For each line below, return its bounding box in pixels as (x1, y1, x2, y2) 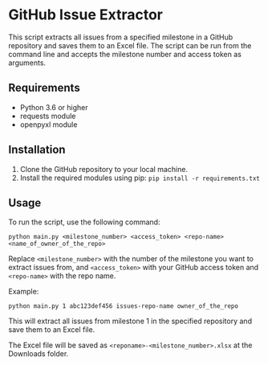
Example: (8, 287, 39, 297)
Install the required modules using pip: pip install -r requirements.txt (19, 173, 261, 182)
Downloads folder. (8, 349, 69, 359)
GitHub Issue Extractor (8, 6, 163, 24)
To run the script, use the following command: (8, 217, 160, 227)
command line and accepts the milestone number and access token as (8, 49, 242, 59)
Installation (8, 143, 66, 157)
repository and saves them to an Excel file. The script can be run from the (8, 40, 252, 50)
